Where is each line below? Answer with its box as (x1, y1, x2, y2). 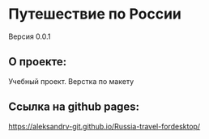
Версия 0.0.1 (8, 32, 51, 41)
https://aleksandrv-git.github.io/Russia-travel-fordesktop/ (8, 121, 201, 131)
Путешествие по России (8, 5, 182, 23)
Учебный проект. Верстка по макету (8, 76, 134, 86)
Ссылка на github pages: (8, 100, 140, 114)
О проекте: (8, 55, 67, 69)
